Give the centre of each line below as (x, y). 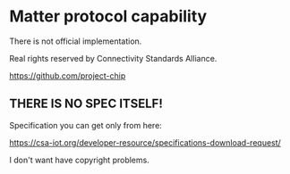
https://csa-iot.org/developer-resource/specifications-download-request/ (145, 142)
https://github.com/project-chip (68, 75)
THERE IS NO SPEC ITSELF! (86, 104)
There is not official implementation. (76, 41)
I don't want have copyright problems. (79, 160)
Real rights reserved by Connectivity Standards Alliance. (113, 58)
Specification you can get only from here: (86, 125)
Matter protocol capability (108, 17)
